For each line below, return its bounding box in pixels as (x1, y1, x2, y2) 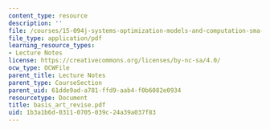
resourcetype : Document (8, 94, 88, 102)
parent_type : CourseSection (8, 79, 103, 87)
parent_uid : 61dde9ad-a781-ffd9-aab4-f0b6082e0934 (8, 86, 182, 95)
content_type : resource (8, 11, 88, 20)
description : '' (8, 19, 63, 27)
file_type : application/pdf (8, 34, 103, 42)
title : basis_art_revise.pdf (8, 101, 106, 109)
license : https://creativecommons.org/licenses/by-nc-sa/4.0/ (8, 57, 221, 65)
